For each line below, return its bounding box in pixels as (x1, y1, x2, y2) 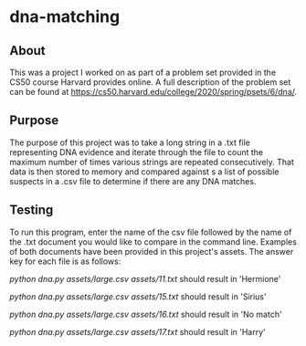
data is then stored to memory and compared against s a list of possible (9, 166, 280, 177)
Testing (9, 203, 54, 218)
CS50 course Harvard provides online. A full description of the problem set (9, 77, 291, 88)
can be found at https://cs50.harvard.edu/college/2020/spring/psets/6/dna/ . (9, 87, 298, 97)
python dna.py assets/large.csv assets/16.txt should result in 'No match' (9, 309, 282, 320)
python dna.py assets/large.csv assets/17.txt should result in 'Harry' (9, 326, 267, 337)
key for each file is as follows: (9, 256, 121, 267)
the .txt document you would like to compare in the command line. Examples (9, 236, 297, 247)
